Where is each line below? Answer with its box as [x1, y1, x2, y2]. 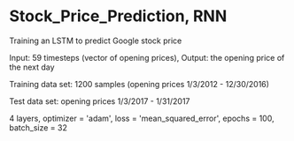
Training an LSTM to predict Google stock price [9, 35, 182, 46]
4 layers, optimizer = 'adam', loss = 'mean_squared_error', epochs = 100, [9, 113, 275, 123]
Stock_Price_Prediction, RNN [9, 6, 228, 26]
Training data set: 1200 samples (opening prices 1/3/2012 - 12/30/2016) [9, 78, 270, 89]
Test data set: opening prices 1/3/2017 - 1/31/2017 [9, 95, 190, 107]
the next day [9, 62, 55, 72]
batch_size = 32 [9, 122, 68, 133]
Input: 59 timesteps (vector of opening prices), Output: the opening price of [9, 52, 285, 63]
